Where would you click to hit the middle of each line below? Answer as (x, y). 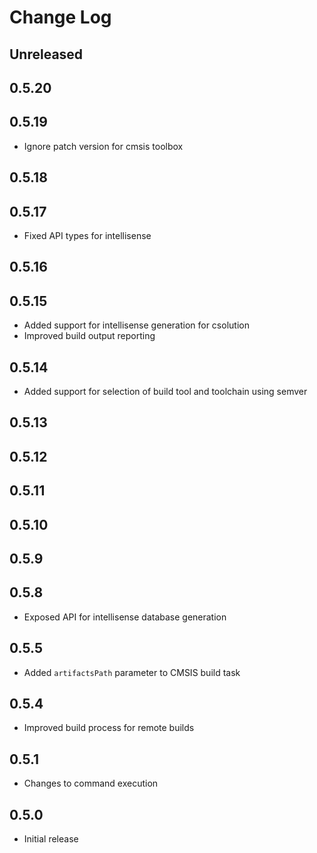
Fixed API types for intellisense (87, 235)
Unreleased (46, 54)
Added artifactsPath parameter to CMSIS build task (132, 672)
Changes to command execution (91, 783)
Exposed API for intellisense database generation (125, 617)
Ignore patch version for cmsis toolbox (103, 146)
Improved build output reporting (89, 336)
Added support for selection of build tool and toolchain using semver (165, 391)
